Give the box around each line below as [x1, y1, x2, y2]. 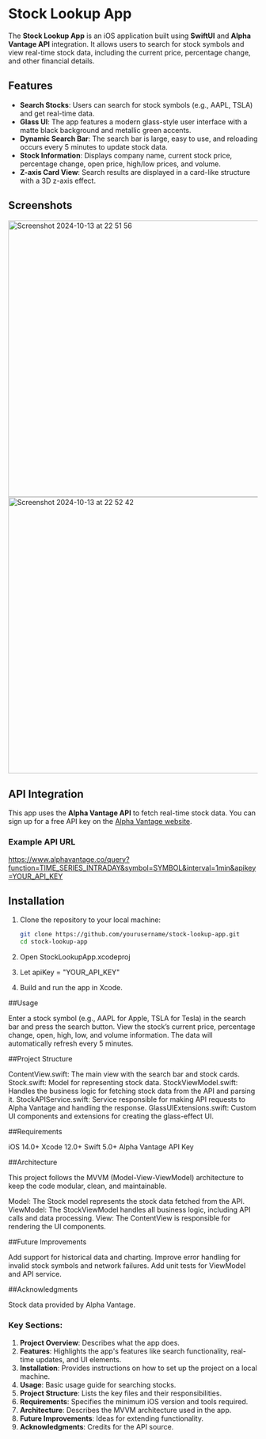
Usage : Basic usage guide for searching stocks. [19, 1380, 177, 1389]
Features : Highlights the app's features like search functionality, [19, 1346, 230, 1356]
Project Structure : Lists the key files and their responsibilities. [19, 1388, 222, 1398]
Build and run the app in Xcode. [19, 983, 123, 993]
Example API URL [8, 837, 76, 848]
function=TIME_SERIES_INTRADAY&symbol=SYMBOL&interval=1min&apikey [8, 863, 256, 872]
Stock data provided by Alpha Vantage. [8, 1300, 136, 1310]
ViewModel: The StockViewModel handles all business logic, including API [8, 1205, 251, 1215]
